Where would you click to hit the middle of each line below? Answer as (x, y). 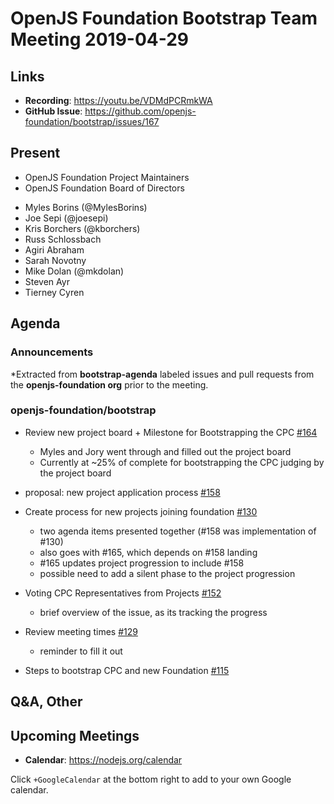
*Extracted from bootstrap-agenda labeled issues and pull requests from (162, 374)
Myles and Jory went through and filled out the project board (165, 451)
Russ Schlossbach (63, 239)
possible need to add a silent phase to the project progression (167, 573)
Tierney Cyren (54, 292)
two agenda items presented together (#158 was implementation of (178, 531)
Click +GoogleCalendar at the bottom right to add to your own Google (151, 779)
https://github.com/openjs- (140, 111)
